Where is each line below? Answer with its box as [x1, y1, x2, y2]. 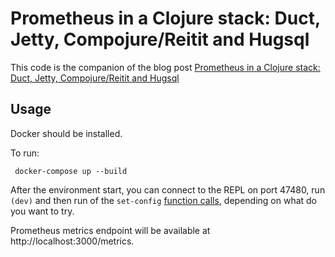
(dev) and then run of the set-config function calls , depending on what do [10, 194, 318, 206]
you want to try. [10, 205, 75, 217]
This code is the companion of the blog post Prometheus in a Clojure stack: [10, 61, 321, 73]
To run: [10, 147, 40, 159]
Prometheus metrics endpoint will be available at [10, 224, 211, 236]
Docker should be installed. [10, 127, 123, 139]
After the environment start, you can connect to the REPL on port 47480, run [10, 183, 326, 196]
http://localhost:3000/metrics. [10, 235, 135, 247]
